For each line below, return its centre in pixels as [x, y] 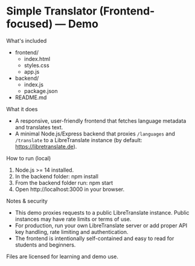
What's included [27, 41]
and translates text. [39, 127]
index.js [34, 84]
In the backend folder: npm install [56, 176]
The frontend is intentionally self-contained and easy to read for [94, 238]
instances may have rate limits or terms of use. [73, 219]
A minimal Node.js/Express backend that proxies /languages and [95, 134]
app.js [32, 71]
